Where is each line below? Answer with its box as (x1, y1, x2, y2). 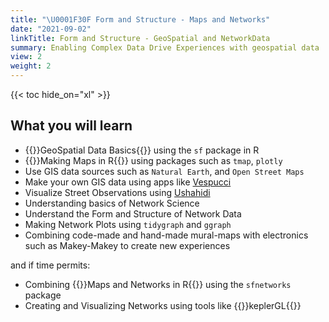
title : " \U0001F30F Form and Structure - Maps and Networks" (10, 14, 271, 25)
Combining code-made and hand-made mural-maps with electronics (24, 229, 309, 241)
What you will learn (10, 117, 133, 135)
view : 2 (10, 52, 43, 62)
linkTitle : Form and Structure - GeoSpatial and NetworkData (10, 33, 271, 43)
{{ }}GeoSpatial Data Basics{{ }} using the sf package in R (24, 144, 260, 156)
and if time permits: (10, 259, 91, 271)
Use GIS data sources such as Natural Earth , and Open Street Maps (24, 165, 305, 177)
